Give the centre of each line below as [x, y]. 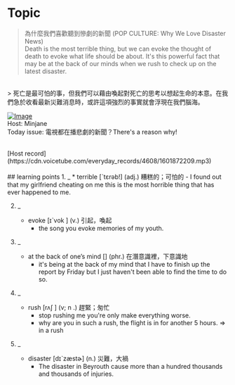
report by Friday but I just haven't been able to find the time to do [132, 272]
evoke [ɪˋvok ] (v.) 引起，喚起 [70, 220]
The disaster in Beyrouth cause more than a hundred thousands [130, 366]
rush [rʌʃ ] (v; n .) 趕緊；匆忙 [69, 307]
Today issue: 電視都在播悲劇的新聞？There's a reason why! [92, 132]
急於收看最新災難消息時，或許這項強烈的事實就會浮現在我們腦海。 [108, 102]
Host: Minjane [27, 123]
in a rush [51, 330]
